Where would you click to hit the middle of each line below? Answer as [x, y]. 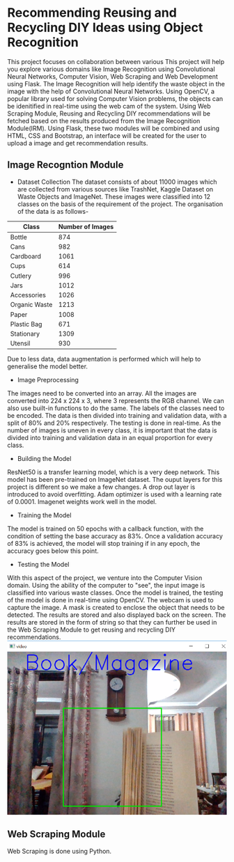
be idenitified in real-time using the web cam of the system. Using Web [109, 106]
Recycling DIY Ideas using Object [105, 28]
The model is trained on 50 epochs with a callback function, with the [106, 528]
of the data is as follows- [53, 211]
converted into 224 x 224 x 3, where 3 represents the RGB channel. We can [116, 400]
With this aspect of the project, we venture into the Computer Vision [105, 578]
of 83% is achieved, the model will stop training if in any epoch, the [104, 543]
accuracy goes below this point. [53, 551]
